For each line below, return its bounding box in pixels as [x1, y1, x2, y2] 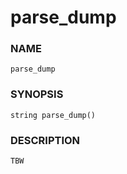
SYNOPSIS [10, 87, 64, 101]
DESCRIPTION [10, 133, 81, 147]
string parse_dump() [10, 110, 97, 120]
